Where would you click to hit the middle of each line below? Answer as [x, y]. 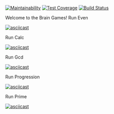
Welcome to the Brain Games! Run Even [47, 18]
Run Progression [23, 77]
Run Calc [15, 37]
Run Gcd [14, 57]
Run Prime [16, 96]
